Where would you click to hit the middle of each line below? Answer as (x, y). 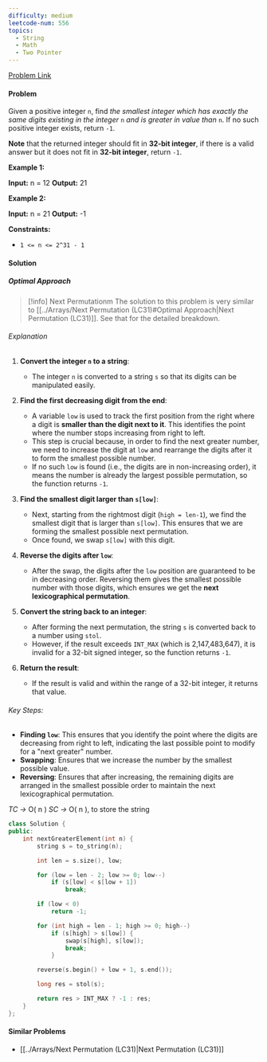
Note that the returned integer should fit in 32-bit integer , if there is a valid (131, 143)
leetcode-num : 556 (39, 23)
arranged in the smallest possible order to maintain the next (118, 786)
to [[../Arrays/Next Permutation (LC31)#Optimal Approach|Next (131, 310)
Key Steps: (26, 710)
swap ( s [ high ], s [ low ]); (105, 941)
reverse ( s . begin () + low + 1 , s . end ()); (105, 970)
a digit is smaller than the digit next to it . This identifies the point (138, 424)
